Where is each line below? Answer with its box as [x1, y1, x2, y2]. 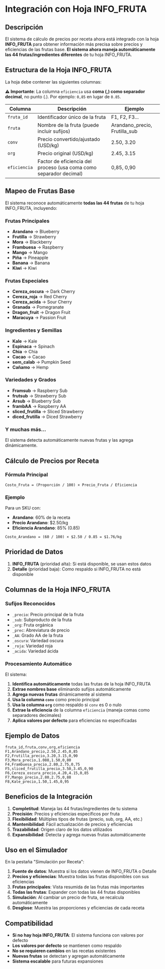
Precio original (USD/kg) [37, 150, 94, 157]
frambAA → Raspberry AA [12, 403, 66, 409]
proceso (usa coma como [37, 164, 97, 171]
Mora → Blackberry [12, 239, 52, 245]
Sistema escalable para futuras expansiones [12, 958, 104, 964]
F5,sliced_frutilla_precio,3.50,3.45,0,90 [5, 766, 93, 771]
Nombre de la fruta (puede [37, 121, 99, 128]
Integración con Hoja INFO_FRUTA [5, 3, 147, 15]
